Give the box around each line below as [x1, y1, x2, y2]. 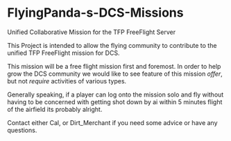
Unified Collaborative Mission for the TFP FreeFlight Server [7, 28, 176, 36]
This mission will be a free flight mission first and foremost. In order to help [7, 62, 221, 70]
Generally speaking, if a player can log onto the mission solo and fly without [7, 90, 224, 99]
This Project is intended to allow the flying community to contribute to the [7, 41, 217, 49]
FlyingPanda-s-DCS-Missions [7, 5, 184, 21]
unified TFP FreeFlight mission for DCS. [7, 49, 120, 57]
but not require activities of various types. [7, 76, 127, 85]
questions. [7, 126, 37, 134]
